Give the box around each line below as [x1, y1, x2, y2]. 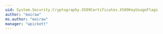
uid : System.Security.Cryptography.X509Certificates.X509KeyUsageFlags [5, 7, 158, 12]
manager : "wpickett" [5, 21, 49, 26]
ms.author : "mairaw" [5, 16, 49, 21]
